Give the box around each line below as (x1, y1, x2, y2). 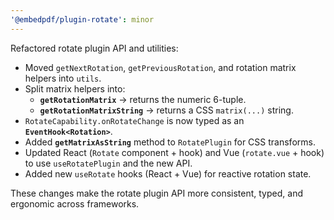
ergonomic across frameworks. (10, 197, 140, 210)
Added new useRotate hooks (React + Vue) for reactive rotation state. (24, 167, 312, 180)
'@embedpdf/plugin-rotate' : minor (10, 14, 155, 25)
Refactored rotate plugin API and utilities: (10, 42, 179, 54)
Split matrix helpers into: (24, 82, 126, 95)
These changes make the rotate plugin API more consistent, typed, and (10, 187, 303, 199)
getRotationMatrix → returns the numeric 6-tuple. (39, 93, 247, 105)
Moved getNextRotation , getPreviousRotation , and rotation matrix (24, 61, 297, 73)
